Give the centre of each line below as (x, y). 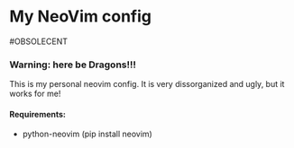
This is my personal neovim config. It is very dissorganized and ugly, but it (147, 84)
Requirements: (37, 114)
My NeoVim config (80, 17)
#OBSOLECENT (38, 41)
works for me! (35, 94)
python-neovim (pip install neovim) (87, 134)
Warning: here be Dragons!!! (73, 65)
